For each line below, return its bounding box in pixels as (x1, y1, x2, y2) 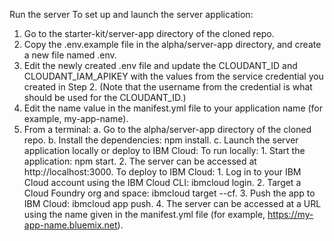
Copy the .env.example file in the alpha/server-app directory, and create (23, 39, 322, 50)
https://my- (267, 209, 314, 220)
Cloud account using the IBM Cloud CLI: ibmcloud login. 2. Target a (23, 177, 302, 188)
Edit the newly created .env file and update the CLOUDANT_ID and (23, 60, 298, 71)
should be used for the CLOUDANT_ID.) (23, 92, 187, 103)
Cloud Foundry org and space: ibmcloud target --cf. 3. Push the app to (23, 187, 316, 199)
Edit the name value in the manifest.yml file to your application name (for (23, 102, 324, 114)
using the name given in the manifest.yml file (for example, (23, 209, 266, 220)
